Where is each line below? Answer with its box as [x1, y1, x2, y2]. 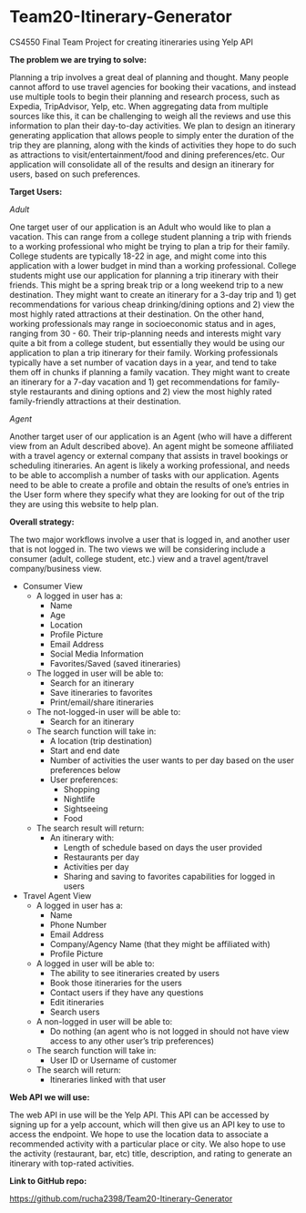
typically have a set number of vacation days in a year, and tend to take [9, 357, 278, 368]
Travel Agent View [22, 890, 92, 901]
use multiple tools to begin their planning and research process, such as [9, 91, 280, 102]
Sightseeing [63, 803, 108, 814]
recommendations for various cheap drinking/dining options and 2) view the [9, 299, 295, 310]
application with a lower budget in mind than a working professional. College [9, 260, 297, 270]
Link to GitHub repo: [9, 1175, 87, 1186]
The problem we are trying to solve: [9, 54, 148, 65]
